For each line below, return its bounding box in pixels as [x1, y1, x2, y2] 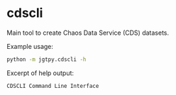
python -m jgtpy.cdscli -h [6, 55, 87, 63]
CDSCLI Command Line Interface [6, 82, 99, 89]
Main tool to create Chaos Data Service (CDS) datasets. [6, 28, 170, 37]
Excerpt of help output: [6, 69, 75, 77]
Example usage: [6, 42, 54, 50]
